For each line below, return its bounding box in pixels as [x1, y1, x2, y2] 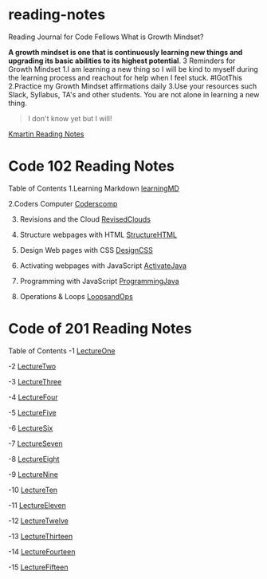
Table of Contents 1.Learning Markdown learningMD [8, 183, 179, 193]
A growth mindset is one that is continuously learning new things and [8, 47, 243, 57]
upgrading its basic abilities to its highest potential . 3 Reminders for [8, 56, 236, 65]
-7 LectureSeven [8, 439, 64, 448]
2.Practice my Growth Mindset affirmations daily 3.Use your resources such [8, 81, 257, 91]
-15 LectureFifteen [8, 562, 69, 572]
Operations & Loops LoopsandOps [19, 291, 133, 301]
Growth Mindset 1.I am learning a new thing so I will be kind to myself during [8, 64, 259, 73]
